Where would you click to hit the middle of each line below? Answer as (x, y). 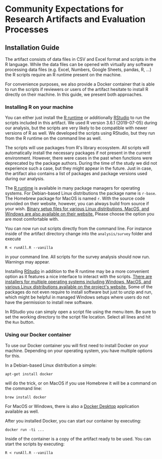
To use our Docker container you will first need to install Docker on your (77, 345)
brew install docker (26, 397)
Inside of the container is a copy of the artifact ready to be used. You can (78, 439)
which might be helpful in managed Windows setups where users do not (77, 297)
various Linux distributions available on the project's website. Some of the (79, 287)
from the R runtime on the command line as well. (53, 138)
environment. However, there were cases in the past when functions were (79, 158)
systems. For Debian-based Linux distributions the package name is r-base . (81, 194)
